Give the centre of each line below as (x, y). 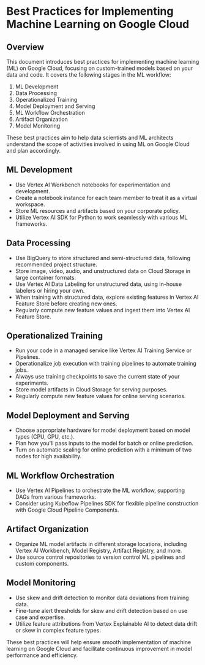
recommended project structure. (56, 264)
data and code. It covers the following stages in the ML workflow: (89, 75)
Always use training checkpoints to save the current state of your (97, 377)
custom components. (42, 563)
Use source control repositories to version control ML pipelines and (100, 557)
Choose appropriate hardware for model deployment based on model (103, 430)
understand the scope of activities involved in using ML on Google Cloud (98, 144)
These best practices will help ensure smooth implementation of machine (99, 642)
